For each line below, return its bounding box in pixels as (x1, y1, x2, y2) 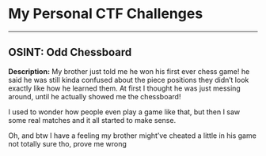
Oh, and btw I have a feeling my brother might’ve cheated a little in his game (8, 131, 257, 140)
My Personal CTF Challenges (8, 5, 203, 23)
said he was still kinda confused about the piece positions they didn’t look (8, 75, 249, 84)
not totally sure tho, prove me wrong (8, 139, 127, 148)
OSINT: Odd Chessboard (8, 46, 132, 59)
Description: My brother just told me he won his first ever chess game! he (8, 66, 250, 76)
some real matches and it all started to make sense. (8, 115, 177, 124)
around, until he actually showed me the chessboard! (8, 91, 181, 101)
